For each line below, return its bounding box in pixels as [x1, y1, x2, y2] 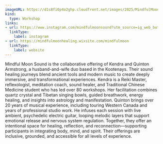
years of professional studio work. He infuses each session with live [5, 107, 141, 113]
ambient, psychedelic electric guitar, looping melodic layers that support [5, 112, 149, 118]
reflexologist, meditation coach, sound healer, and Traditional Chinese [5, 81, 145, 87]
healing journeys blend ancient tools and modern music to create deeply [5, 71, 150, 77]
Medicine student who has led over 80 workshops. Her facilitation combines [5, 87, 158, 93]
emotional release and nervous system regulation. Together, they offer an [5, 117, 152, 124]
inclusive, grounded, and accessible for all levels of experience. [5, 133, 132, 139]
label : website [14, 48, 45, 52]
